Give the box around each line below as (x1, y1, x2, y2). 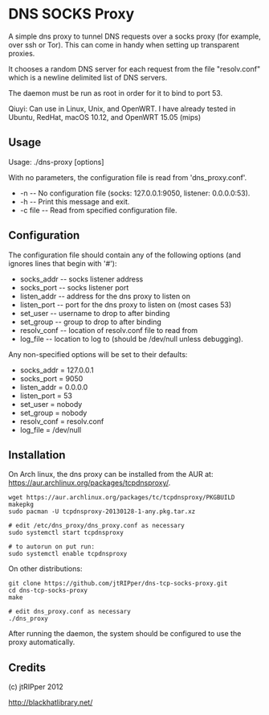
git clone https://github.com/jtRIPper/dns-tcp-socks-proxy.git (8, 580, 228, 588)
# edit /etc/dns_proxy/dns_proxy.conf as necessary (8, 522, 185, 530)
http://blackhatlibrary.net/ (8, 697, 93, 708)
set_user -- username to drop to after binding (19, 308, 170, 318)
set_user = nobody (19, 399, 83, 409)
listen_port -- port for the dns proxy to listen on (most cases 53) (19, 299, 232, 310)
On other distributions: (8, 564, 83, 573)
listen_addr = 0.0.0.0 (19, 382, 88, 392)
